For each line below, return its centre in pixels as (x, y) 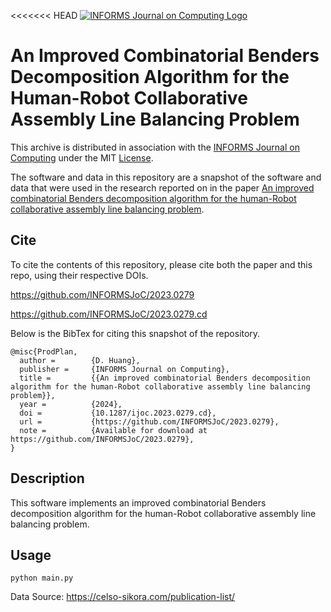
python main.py (42, 578)
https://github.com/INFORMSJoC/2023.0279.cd (109, 314)
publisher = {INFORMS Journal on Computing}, (124, 369)
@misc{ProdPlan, (44, 351)
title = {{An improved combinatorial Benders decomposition (165, 378)
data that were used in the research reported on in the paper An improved (162, 187)
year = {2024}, (71, 404)
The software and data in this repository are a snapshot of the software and (166, 177)
